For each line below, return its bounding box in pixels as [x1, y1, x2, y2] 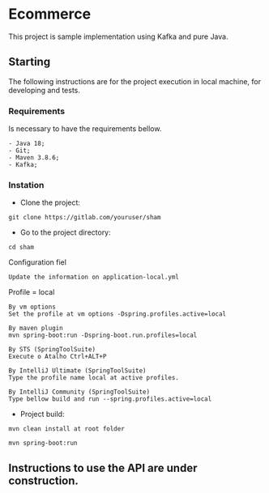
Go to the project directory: [19, 227, 111, 237]
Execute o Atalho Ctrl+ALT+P [8, 353, 107, 361]
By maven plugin [8, 325, 63, 333]
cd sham [8, 244, 35, 252]
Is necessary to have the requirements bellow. [8, 124, 162, 134]
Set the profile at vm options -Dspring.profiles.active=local [8, 310, 227, 318]
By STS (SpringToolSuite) [8, 346, 96, 354]
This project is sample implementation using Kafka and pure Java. [8, 32, 228, 41]
